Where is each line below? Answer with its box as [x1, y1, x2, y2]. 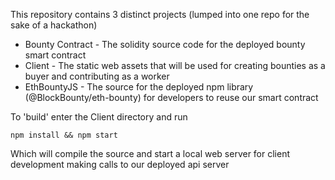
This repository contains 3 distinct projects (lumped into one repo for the [10, 9, 310, 20]
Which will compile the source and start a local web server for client [10, 148, 291, 159]
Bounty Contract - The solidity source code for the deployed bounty [24, 39, 306, 50]
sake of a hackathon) [10, 19, 98, 31]
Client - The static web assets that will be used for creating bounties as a [24, 60, 326, 71]
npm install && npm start [10, 130, 118, 140]
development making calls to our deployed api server [10, 159, 230, 170]
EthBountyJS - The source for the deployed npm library [24, 81, 254, 93]
